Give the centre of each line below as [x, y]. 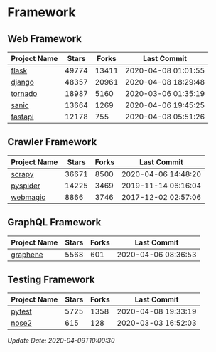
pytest [21, 311]
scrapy [22, 174]
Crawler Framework [52, 142]
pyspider [26, 186]
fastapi [22, 117]
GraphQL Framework [54, 222]
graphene [27, 255]
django [22, 82]
